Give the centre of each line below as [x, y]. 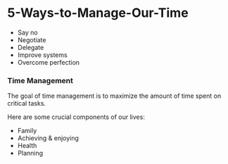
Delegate [31, 47]
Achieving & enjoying [48, 138]
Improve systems [43, 55]
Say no [27, 32]
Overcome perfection [48, 62]
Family [27, 131]
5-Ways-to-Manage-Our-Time [98, 13]
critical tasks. [27, 103]
